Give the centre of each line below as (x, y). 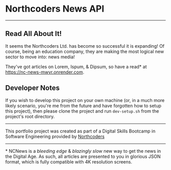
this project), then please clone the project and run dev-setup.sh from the (82, 111)
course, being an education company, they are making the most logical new (85, 51)
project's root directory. (30, 116)
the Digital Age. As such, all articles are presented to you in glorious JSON (83, 156)
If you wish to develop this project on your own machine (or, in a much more (85, 100)
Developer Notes (33, 88)
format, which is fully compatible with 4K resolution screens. (69, 162)
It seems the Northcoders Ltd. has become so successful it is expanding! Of (85, 46)
